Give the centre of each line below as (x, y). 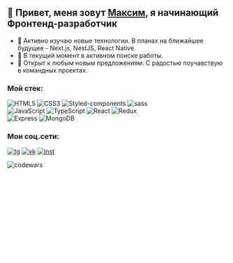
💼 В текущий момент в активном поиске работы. (90, 55)
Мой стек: (25, 88)
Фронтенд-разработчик (62, 24)
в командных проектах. (52, 70)
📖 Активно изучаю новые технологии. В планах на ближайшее (110, 40)
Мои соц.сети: (33, 137)
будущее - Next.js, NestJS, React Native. (76, 48)
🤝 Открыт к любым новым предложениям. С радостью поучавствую (120, 63)
